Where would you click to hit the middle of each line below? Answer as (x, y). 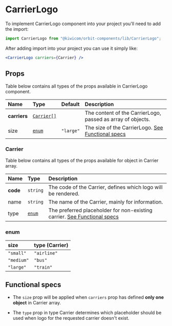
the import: (17, 29)
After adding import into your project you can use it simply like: (72, 48)
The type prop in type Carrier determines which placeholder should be (87, 312)
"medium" (18, 260)
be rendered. (64, 193)
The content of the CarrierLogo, (123, 113)
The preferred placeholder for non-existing (100, 210)
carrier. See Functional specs (83, 216)
